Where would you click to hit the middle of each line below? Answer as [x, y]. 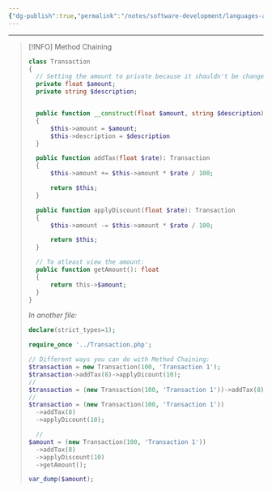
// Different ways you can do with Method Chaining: [119, 360]
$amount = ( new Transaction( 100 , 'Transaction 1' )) [117, 442]
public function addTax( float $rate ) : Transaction [123, 158]
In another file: [53, 315]
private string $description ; [87, 92]
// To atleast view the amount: [90, 262]
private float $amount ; [76, 84]
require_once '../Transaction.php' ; [90, 345]
